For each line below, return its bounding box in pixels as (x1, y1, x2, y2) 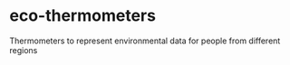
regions (9, 44, 38, 55)
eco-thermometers (9, 5, 157, 26)
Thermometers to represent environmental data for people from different (9, 35, 281, 46)
